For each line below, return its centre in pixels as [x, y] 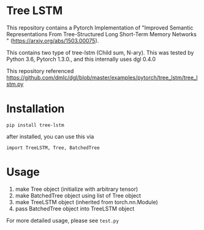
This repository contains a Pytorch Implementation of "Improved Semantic [100, 28]
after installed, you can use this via [50, 136]
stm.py [15, 84]
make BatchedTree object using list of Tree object [78, 195]
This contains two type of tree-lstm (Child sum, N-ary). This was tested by [100, 52]
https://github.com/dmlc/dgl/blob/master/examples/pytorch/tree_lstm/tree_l [102, 77]
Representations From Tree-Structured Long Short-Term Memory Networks [102, 34]
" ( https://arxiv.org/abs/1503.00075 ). [53, 40]
